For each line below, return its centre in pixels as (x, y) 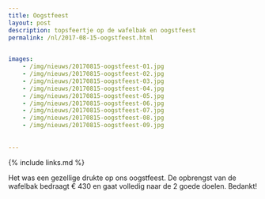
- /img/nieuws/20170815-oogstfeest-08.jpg (93, 118)
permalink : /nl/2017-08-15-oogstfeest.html (81, 38)
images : (21, 59)
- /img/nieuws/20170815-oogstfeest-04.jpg (93, 88)
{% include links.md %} (47, 162)
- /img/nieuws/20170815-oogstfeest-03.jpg (93, 81)
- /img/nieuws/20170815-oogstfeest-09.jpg (93, 126)
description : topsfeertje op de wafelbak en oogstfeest (102, 30)
